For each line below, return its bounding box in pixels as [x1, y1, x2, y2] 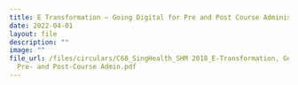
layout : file [9, 29, 58, 38]
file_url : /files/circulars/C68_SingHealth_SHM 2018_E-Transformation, [9, 54, 279, 63]
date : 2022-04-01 [9, 21, 74, 30]
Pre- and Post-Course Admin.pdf [17, 63, 137, 72]
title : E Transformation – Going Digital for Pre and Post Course [9, 12, 260, 22]
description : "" [9, 37, 69, 47]
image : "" [9, 46, 46, 55]
